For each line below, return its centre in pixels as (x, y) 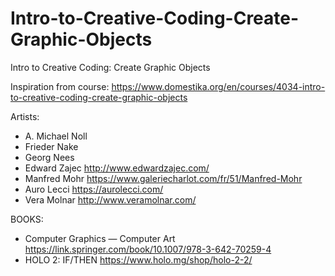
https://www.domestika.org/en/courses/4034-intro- (218, 86)
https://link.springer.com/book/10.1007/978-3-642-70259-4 (148, 249)
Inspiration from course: (60, 86)
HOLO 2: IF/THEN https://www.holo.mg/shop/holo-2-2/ (138, 259)
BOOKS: (27, 219)
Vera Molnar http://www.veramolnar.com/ (110, 199)
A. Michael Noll (56, 136)
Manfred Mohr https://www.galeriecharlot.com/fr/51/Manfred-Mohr (163, 178)
